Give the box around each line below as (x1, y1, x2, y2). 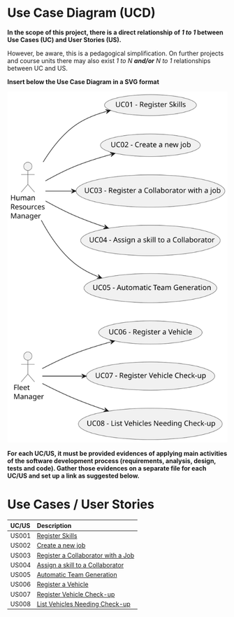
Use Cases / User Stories (7, 496, 155, 512)
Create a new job (36, 541, 86, 550)
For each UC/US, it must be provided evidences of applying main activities (7, 450, 228, 458)
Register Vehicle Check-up (36, 590, 115, 598)
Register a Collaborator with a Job (36, 551, 135, 560)
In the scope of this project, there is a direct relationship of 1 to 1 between (7, 28, 224, 36)
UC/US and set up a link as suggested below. (7, 471, 140, 480)
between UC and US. (7, 64, 68, 72)
